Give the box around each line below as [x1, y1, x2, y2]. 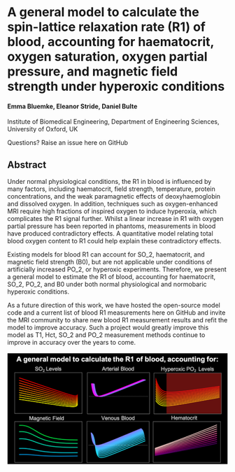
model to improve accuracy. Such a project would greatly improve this [7, 323, 209, 332]
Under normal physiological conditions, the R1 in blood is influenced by [7, 178, 212, 186]
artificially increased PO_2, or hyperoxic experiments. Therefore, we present [7, 265, 227, 273]
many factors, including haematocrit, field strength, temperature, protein [7, 185, 215, 193]
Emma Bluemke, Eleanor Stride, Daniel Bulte [7, 102, 138, 110]
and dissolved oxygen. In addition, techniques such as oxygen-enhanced [7, 200, 218, 208]
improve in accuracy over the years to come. [7, 338, 136, 347]
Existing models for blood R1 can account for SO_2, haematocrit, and [7, 250, 205, 259]
